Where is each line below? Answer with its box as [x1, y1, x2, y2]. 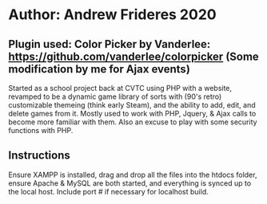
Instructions [8, 149, 70, 163]
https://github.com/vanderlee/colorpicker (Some [8, 49, 260, 63]
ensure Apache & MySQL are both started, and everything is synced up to [8, 178, 252, 188]
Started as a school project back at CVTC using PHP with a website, [8, 84, 233, 92]
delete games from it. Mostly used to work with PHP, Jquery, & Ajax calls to [8, 109, 257, 118]
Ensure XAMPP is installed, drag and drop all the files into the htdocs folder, [8, 170, 257, 179]
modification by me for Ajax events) [8, 62, 190, 76]
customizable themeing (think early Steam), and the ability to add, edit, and [8, 100, 256, 109]
